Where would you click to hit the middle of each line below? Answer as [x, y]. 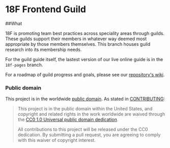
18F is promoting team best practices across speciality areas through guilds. [85, 33]
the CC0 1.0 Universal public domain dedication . [68, 120]
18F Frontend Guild [46, 9]
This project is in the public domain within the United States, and [85, 109]
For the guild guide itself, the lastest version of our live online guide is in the [84, 59]
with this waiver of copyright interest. [57, 140]
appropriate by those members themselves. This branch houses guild [78, 44]
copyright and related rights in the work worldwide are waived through [91, 114]
